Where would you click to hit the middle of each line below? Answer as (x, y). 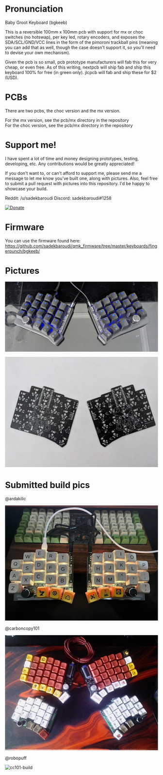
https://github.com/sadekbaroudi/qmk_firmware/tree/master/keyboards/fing (81, 246)
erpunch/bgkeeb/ (23, 251)
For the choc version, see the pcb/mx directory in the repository (69, 125)
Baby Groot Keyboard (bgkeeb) (36, 22)
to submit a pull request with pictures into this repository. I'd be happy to (77, 183)
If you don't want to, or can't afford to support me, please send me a (73, 173)
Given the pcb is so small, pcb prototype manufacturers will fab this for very (81, 62)
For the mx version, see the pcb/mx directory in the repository (67, 120)
